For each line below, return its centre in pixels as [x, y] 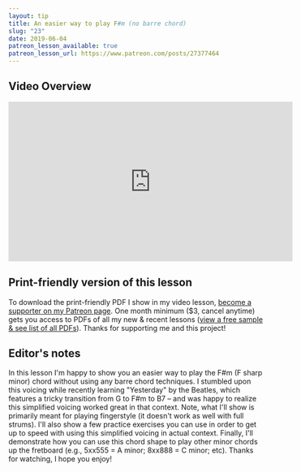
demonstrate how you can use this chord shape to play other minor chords [133, 442]
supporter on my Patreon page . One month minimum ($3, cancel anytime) [132, 311]
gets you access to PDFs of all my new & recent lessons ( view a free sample [136, 319]
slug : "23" [27, 31]
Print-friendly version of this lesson [100, 283]
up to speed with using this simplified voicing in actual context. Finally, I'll [131, 433]
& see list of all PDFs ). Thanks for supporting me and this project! [117, 328]
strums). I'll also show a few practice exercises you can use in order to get [133, 425]
